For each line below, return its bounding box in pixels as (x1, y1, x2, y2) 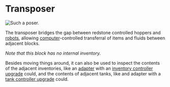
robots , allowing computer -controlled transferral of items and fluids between (5, 35, 165, 41)
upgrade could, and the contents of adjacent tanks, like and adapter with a (5, 70, 161, 76)
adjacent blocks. (5, 40, 40, 46)
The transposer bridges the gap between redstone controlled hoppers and (5, 29, 161, 35)
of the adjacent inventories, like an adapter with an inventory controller (5, 65, 153, 71)
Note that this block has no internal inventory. (5, 50, 101, 56)
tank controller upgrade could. (5, 76, 69, 82)
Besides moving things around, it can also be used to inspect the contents (5, 60, 160, 66)
